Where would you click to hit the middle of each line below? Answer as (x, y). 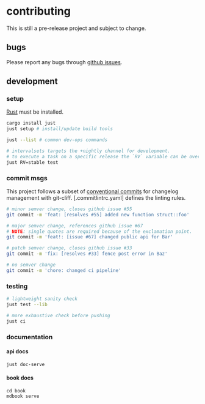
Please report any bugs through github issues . (64, 62)
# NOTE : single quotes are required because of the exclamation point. (99, 231)
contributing (39, 11)
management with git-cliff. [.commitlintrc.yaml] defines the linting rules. (96, 197)
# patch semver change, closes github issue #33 (69, 248)
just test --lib (27, 305)
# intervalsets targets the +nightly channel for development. (88, 151)
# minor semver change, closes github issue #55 (69, 209)
